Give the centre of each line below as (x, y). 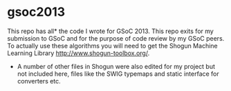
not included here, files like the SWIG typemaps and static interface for (118, 74)
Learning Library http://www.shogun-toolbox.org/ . (78, 53)
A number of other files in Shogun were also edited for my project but (116, 66)
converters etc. (39, 81)
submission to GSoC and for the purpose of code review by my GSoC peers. (116, 38)
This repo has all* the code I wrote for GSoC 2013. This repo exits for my (111, 31)
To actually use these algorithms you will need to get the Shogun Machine (112, 45)
